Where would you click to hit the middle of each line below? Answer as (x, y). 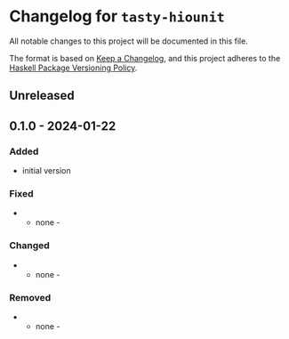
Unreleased (42, 96)
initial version (46, 171)
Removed (30, 297)
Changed (30, 246)
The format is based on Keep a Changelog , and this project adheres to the (145, 58)
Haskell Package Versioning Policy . (73, 68)
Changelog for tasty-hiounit (117, 16)
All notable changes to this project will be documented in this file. (129, 41)
